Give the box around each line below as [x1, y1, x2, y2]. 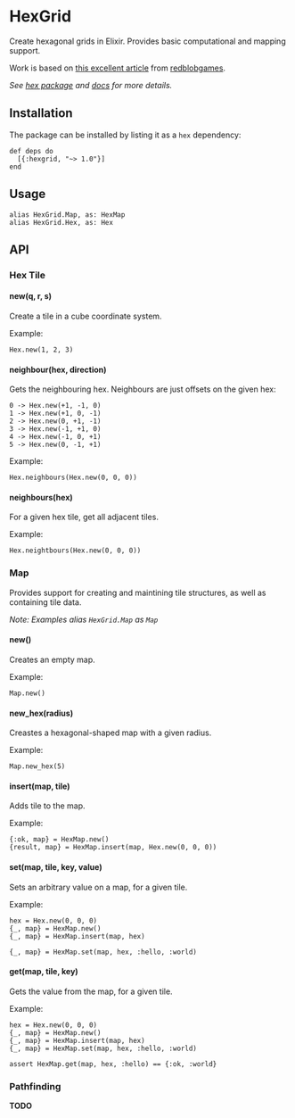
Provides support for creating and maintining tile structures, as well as [9, 587, 266, 598]
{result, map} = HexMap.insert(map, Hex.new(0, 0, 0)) [9, 843, 217, 852]
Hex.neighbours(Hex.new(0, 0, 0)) [9, 473, 138, 483]
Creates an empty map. [9, 654, 95, 665]
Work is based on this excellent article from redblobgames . [9, 62, 225, 73]
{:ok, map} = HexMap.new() [9, 835, 110, 844]
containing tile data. [9, 596, 82, 608]
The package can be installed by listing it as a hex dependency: [9, 129, 242, 140]
